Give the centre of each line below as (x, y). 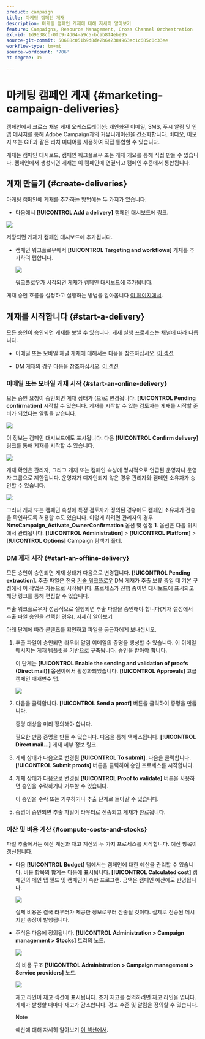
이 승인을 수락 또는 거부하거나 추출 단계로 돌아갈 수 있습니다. (87, 799)
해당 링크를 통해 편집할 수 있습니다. (48, 596)
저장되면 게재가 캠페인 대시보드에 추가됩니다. (60, 237)
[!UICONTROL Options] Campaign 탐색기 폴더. (64, 541)
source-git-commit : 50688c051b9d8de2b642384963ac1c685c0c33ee (87, 40)
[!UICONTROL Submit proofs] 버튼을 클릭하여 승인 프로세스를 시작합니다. (105, 765)
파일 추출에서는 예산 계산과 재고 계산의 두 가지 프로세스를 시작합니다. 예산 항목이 (102, 844)
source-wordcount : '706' (38, 52)
